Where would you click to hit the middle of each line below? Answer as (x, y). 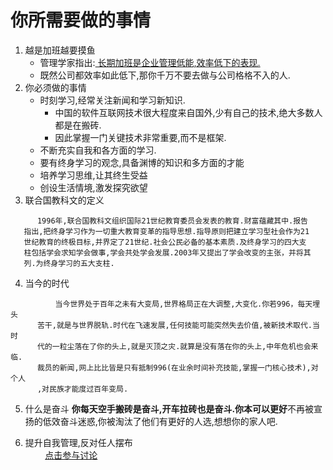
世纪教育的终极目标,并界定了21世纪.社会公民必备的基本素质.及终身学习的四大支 (165, 242)
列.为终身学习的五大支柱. (69, 263)
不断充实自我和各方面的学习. (98, 150)
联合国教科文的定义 (64, 200)
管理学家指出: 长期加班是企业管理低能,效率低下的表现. (150, 62)
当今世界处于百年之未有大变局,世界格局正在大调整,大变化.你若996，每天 (183, 304)
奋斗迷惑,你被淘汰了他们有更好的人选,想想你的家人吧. (168, 421)
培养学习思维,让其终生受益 (93, 175)
